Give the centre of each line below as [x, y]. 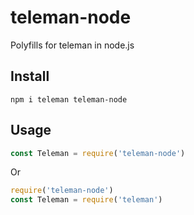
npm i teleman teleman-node [69, 99]
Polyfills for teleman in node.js [72, 45]
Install [30, 76]
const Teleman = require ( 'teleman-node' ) [98, 153]
